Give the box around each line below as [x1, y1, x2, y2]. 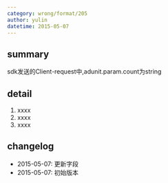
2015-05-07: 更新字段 [17, 160, 79, 168]
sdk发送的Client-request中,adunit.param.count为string [7, 67, 162, 76]
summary [7, 48, 50, 60]
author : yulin [7, 17, 48, 23]
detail [7, 87, 32, 100]
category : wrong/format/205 [7, 10, 88, 17]
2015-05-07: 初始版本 [17, 168, 79, 176]
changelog [7, 140, 54, 152]
